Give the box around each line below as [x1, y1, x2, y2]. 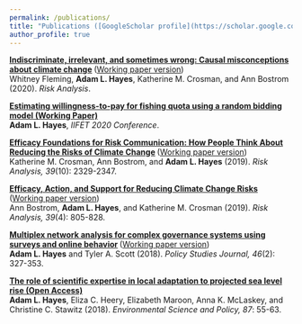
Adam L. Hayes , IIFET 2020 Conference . [9, 120, 160, 130]
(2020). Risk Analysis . [9, 83, 92, 94]
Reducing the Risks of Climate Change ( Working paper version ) [9, 147, 247, 157]
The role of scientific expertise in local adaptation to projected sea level [9, 275, 283, 286]
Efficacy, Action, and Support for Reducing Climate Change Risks [9, 184, 258, 194]
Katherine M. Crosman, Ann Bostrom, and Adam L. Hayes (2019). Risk [9, 157, 269, 167]
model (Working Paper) [9, 110, 99, 121]
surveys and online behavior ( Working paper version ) [9, 239, 210, 250]
